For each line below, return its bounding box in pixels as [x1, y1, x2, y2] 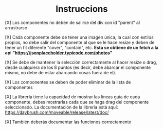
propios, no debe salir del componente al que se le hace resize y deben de [5, 39, 155, 45]
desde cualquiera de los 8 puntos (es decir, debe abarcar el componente [5, 64, 151, 70]
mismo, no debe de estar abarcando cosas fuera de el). [5, 69, 117, 75]
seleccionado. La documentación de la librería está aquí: [5, 104, 118, 110]
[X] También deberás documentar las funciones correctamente [5, 119, 131, 125]
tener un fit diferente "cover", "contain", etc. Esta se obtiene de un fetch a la [5, 44, 159, 50]
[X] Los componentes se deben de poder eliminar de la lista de [5, 79, 131, 85]
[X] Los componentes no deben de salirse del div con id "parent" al [5, 20, 140, 25]
